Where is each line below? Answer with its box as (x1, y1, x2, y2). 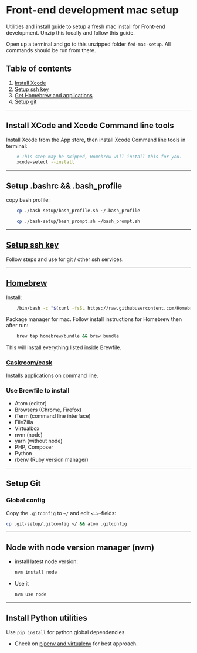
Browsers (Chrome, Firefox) (14, 406, 82, 413)
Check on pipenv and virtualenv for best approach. (14, 640, 138, 647)
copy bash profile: (6, 197, 50, 204)
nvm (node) (14, 431, 43, 438)
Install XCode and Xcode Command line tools (6, 121, 174, 131)
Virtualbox (14, 425, 40, 432)
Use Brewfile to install (6, 387, 70, 395)
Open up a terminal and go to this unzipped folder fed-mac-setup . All (6, 40, 171, 48)
